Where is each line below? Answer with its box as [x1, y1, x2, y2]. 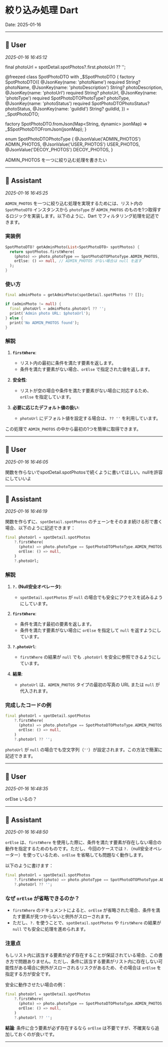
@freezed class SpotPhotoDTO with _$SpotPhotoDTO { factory [5, 73, 135, 79]
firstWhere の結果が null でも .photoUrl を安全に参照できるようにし [19, 654, 161, 660]
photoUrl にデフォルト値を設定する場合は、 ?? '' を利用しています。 [19, 415, 161, 421]
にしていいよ [5, 475, 31, 482]
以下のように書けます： [5, 863, 53, 869]
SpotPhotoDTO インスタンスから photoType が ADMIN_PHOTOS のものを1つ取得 [5, 207, 157, 213]
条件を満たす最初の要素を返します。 [19, 621, 94, 627]
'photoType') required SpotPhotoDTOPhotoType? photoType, [5, 95, 130, 101]
